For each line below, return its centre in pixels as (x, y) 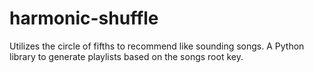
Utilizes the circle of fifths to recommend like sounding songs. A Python (157, 46)
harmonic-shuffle (84, 18)
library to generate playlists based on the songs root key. (126, 56)
